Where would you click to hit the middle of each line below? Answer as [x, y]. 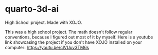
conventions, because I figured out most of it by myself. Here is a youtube [79, 37]
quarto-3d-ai [32, 9]
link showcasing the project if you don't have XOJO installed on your [74, 42]
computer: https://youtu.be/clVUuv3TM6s [47, 47]
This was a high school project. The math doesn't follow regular [69, 32]
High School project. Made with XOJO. [44, 22]
